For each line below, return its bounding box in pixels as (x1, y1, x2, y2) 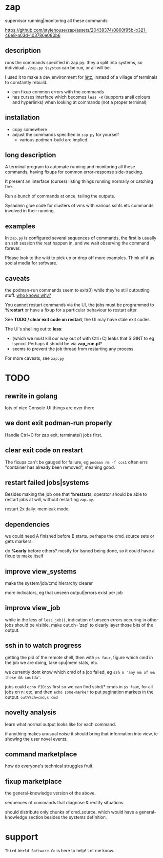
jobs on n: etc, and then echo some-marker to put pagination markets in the (5, 689, 154, 695)
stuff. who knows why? (5, 292, 51, 298)
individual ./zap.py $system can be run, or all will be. (5, 65, 111, 70)
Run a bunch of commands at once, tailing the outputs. (5, 193, 116, 199)
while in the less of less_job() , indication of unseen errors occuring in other (5, 616, 158, 622)
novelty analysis (5, 708, 57, 717)
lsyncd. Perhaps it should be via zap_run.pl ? (12, 341, 102, 346)
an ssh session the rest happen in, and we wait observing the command (5, 240, 150, 246)
